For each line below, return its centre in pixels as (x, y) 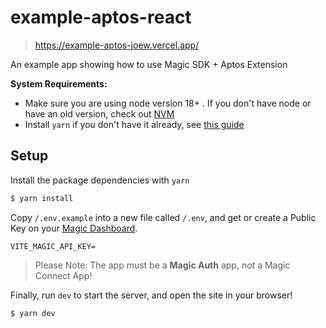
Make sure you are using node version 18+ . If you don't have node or (168, 103)
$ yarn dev (33, 313)
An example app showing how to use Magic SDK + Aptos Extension (149, 64)
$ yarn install (42, 198)
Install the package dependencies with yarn (100, 180)
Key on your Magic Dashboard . (74, 228)
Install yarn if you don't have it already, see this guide (134, 124)
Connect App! (63, 275)
